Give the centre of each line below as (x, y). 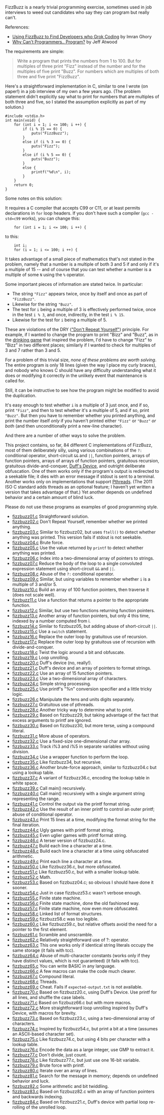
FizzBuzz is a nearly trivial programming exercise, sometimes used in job (79, 7)
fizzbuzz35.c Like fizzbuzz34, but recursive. (57, 762)
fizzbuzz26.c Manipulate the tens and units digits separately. (73, 699)
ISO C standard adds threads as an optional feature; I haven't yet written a (80, 487)
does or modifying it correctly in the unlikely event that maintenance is (76, 375)
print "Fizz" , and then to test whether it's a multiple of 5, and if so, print (77, 410)
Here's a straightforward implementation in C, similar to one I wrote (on (77, 86)
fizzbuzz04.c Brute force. (38, 542)
